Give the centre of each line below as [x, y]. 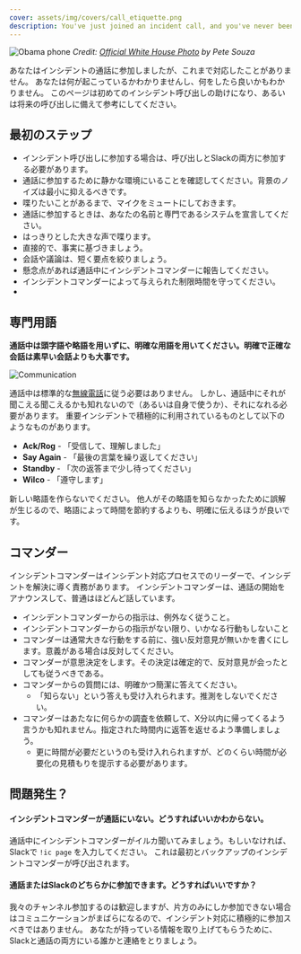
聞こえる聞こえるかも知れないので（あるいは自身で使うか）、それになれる [145, 404]
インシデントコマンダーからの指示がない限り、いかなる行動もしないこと [155, 628]
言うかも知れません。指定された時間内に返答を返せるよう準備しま [144, 729]
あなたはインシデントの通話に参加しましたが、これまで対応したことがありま [150, 70]
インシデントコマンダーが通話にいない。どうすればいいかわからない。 [139, 818]
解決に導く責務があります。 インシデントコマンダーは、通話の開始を [159, 587]
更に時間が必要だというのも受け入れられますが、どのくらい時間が [157, 752]
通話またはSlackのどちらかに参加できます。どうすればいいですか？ [133, 885]
